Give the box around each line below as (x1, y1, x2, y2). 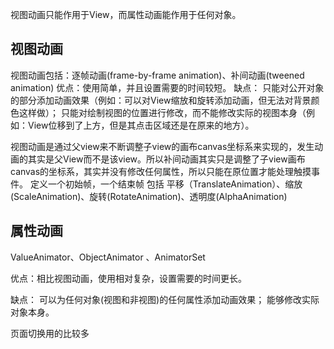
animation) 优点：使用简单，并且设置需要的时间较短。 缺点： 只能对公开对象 (10, 81, 325, 93)
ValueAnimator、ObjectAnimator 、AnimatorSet (10, 251, 206, 263)
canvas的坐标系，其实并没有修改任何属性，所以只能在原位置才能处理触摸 (10, 165, 312, 177)
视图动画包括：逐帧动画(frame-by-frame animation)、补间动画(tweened (10, 69, 305, 81)
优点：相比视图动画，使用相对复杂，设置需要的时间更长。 (10, 272, 247, 284)
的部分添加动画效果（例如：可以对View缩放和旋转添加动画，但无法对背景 (10, 94, 312, 106)
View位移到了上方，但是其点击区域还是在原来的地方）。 (27, 119, 255, 131)
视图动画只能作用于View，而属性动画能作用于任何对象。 (10, 9, 242, 20)
